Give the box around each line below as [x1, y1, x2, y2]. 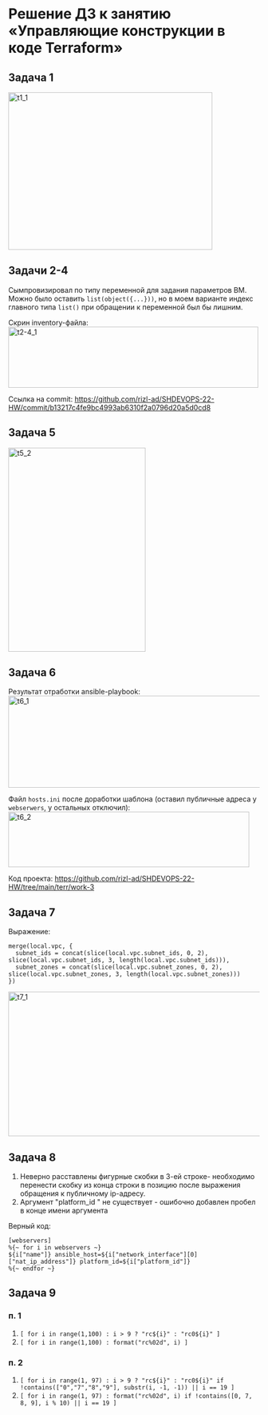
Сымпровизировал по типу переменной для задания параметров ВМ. [8, 285, 247, 294]
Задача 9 [8, 1286, 57, 1300]
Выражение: [8, 927, 50, 937]
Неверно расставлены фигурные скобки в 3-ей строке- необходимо [19, 1172, 255, 1181]
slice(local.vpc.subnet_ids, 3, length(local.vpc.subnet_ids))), [8, 957, 230, 965]
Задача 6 [8, 666, 57, 680]
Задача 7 [8, 905, 56, 919]
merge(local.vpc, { [8, 942, 73, 950]
